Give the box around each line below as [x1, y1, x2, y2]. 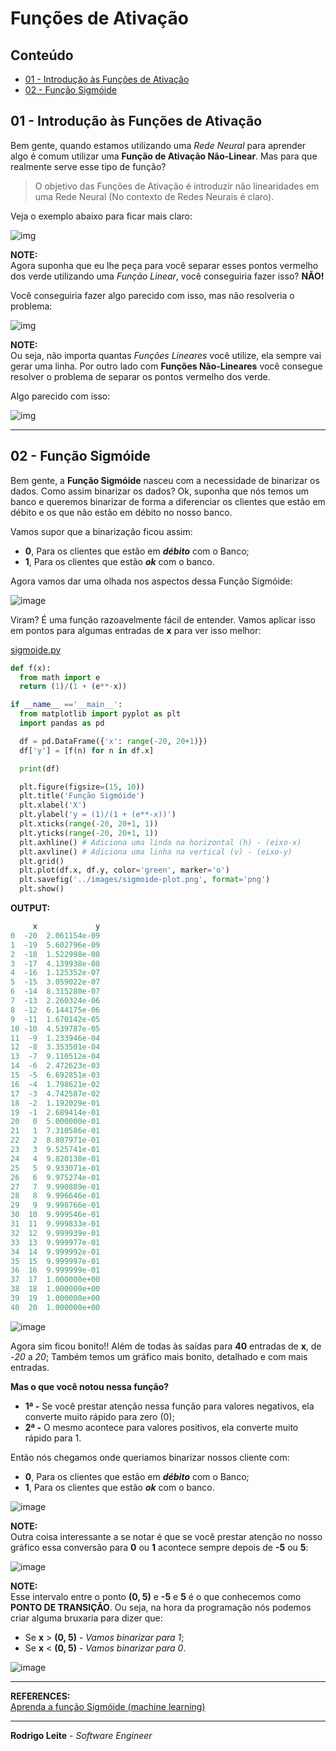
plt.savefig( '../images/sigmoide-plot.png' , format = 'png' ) [19, 875, 271, 885]
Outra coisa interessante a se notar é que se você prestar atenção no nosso [10, 1530, 323, 1542]
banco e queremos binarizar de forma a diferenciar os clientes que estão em [10, 495, 326, 507]
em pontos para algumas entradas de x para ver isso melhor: [10, 624, 262, 636]
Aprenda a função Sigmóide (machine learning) [10, 1700, 206, 1712]
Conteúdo [10, 47, 74, 64]
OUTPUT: [10, 902, 51, 914]
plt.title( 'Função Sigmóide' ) [19, 791, 145, 801]
